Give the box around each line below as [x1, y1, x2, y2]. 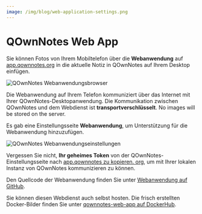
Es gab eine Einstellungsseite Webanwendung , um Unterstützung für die [6, 122, 188, 129]
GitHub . [6, 182, 25, 190]
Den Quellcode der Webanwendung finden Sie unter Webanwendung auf [6, 176, 188, 183]
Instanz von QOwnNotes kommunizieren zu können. [6, 164, 136, 172]
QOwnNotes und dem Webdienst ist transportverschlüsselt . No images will [6, 104, 195, 111]
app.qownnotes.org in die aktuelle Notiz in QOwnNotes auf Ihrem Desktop [6, 61, 190, 68]
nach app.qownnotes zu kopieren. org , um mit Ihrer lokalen [49, 158, 196, 165]
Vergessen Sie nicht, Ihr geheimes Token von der [6, 151, 130, 159]
